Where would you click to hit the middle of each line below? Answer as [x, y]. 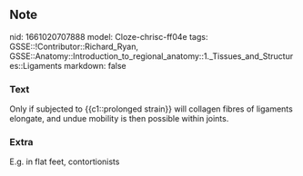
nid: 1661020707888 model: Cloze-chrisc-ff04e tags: [109, 36]
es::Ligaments [35, 65]
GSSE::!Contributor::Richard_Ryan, [74, 46]
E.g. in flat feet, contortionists [65, 161]
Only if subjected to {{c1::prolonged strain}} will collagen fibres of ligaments [151, 109]
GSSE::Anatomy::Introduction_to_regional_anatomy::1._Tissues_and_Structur [151, 56]
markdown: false [95, 65]
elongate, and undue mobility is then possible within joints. [119, 119]
